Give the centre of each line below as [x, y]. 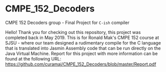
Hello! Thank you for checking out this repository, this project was [73, 32]
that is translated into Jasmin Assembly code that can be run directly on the [83, 48]
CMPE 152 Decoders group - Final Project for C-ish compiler [67, 22]
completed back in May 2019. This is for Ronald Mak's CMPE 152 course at [82, 37]
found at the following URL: [33, 58]
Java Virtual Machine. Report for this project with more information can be [81, 53]
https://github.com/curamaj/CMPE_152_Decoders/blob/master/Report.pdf [81, 64]
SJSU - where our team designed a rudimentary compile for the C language [83, 42]
